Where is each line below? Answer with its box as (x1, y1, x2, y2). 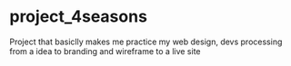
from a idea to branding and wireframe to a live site (9, 45, 201, 56)
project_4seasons (9, 6, 148, 27)
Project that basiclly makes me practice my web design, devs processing (9, 36, 283, 47)
